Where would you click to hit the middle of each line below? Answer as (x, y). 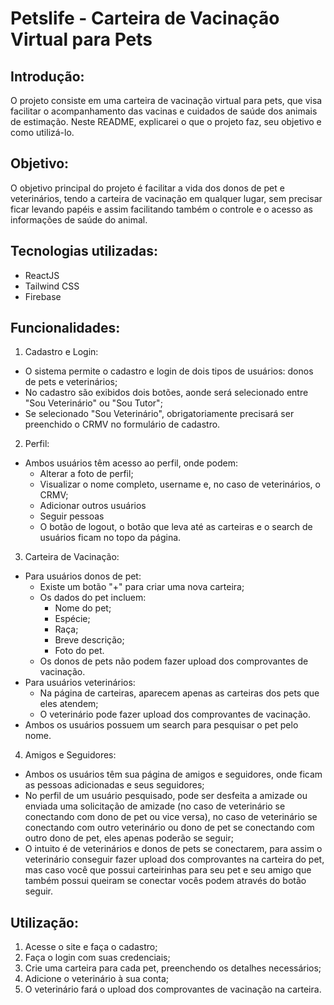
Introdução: (47, 76)
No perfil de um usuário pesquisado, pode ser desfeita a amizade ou (166, 796)
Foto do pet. (79, 651)
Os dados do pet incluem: (93, 598)
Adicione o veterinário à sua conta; (96, 979)
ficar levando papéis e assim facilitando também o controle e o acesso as (161, 209)
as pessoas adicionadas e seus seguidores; (114, 785)
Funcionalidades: (65, 328)
